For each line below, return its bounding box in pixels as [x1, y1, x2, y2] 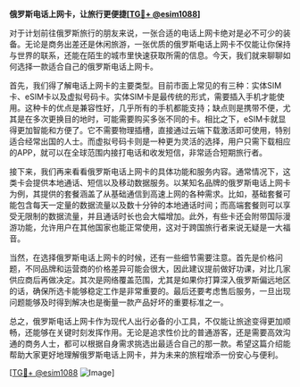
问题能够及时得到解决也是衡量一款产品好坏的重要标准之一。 [9, 297, 229, 307]
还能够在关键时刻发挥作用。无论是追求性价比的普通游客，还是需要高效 [24, 327, 283, 338]
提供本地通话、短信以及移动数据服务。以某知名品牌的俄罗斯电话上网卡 [32, 178, 291, 188]
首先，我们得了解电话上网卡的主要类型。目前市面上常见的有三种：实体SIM [9, 80, 282, 90]
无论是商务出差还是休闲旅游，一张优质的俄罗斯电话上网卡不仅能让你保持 [24, 39, 291, 49]
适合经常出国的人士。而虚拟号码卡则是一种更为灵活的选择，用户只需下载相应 [9, 136, 291, 147]
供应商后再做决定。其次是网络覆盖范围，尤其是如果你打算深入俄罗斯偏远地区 [9, 274, 291, 285]
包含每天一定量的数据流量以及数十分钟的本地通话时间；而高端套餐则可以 [16, 200, 283, 210]
